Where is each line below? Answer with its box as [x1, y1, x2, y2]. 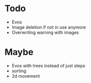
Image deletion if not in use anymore [11, 24, 86, 30]
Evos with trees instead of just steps [11, 62, 86, 68]
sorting [11, 68, 27, 74]
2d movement [11, 73, 40, 79]
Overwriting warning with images [11, 29, 79, 35]
